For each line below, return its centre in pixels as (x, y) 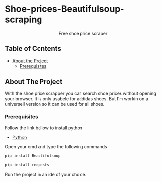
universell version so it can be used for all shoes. (55, 104)
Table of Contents (33, 49)
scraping (24, 20)
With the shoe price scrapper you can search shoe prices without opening (81, 93)
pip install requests (27, 165)
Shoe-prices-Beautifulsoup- (65, 9)
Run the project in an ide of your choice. (46, 174)
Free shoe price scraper (83, 33)
